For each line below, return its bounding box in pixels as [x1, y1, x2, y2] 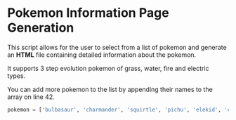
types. [7, 72, 26, 80]
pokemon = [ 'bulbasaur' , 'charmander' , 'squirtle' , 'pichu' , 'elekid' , [7, 106, 221, 113]
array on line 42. [7, 93, 55, 101]
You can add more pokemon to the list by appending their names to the [7, 85, 213, 93]
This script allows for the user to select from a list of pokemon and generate [7, 43, 227, 51]
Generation [7, 20, 74, 36]
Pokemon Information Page [7, 5, 170, 21]
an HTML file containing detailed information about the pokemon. [7, 51, 197, 59]
